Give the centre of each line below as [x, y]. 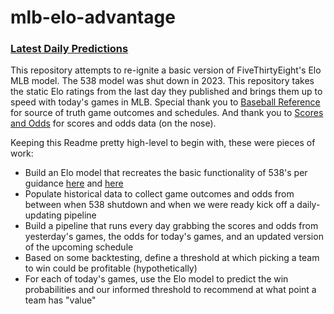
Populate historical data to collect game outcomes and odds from [159, 194]
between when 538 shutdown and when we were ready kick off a [159, 205]
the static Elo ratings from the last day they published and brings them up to [166, 92]
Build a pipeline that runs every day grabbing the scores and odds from [171, 226]
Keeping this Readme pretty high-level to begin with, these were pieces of [163, 143]
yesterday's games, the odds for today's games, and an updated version [174, 237]
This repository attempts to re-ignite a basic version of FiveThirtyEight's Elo [166, 70]
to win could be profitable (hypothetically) [111, 268]
